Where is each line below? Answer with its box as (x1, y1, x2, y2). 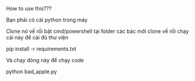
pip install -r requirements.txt (6, 45, 76, 52)
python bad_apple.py (6, 68, 58, 75)
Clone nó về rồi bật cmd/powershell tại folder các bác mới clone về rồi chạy (6, 28, 189, 35)
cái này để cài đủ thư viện (6, 34, 69, 41)
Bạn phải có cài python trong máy (6, 16, 88, 23)
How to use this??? (6, 5, 52, 12)
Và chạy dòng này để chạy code (6, 57, 84, 63)
